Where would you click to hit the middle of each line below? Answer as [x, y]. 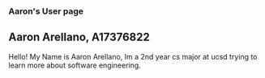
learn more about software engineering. [75, 65]
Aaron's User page [46, 11]
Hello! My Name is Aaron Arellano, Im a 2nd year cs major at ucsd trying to [133, 56]
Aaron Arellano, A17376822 [79, 37]
